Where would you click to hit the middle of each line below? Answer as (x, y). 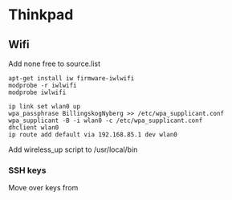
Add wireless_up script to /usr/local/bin (73, 149)
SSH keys (27, 170)
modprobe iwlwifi (37, 92)
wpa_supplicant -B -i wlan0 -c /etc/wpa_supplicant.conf (106, 120)
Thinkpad (41, 15)
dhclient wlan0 (34, 128)
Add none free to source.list (55, 63)
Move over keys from (43, 188)
